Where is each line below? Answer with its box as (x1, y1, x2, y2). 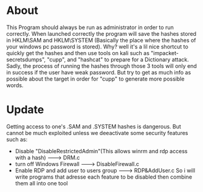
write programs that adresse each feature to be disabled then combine (15, 173, 193, 180)
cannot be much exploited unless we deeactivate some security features (6, 129, 188, 136)
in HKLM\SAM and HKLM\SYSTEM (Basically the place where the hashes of (6, 36, 196, 44)
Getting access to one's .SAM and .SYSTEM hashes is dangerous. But (6, 122, 181, 130)
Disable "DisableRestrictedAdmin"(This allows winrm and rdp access (15, 147, 188, 154)
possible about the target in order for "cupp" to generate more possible (6, 75, 185, 82)
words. (6, 81, 24, 88)
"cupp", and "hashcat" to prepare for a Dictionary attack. (47, 56, 190, 63)
